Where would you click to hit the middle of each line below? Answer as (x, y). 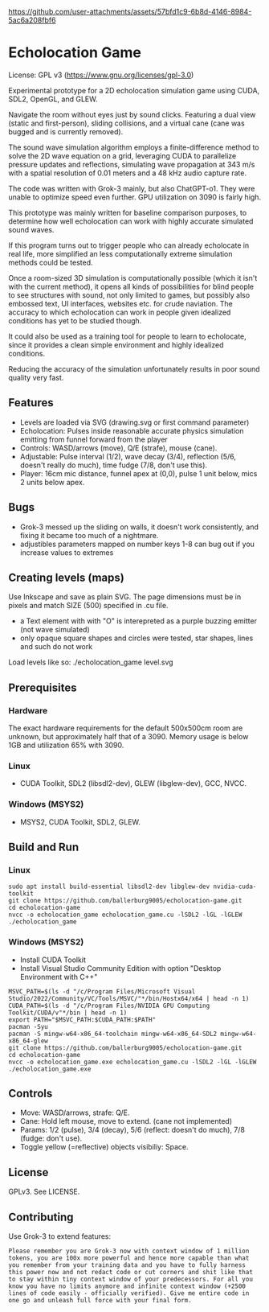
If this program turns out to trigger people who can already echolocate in (129, 245)
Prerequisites (43, 687)
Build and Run (43, 847)
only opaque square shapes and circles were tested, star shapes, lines (137, 638)
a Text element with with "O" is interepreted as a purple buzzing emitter (138, 621)
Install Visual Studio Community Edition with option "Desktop (120, 968)
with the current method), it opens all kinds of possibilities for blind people (131, 286)
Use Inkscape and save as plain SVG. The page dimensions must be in (125, 597)
